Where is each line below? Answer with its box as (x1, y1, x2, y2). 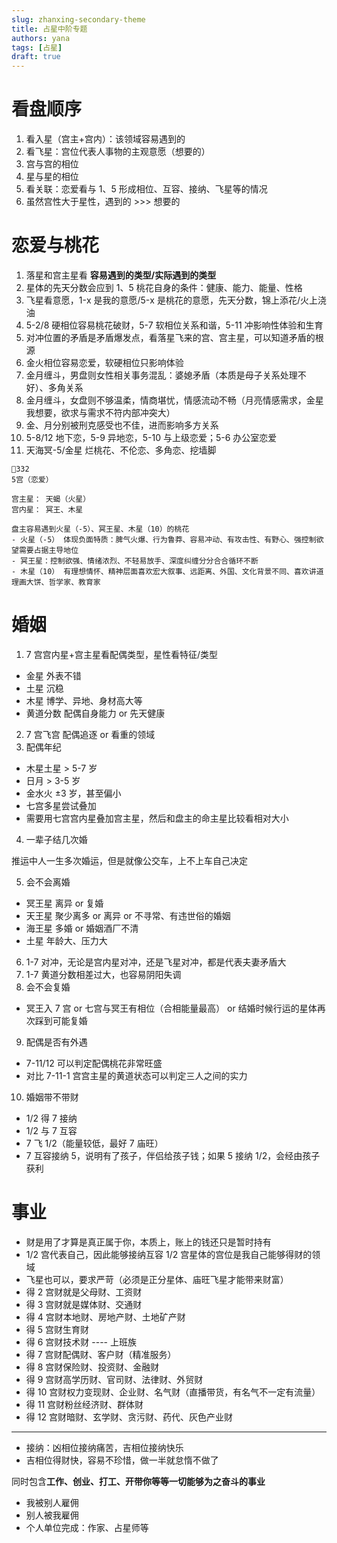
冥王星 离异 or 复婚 (25, 897, 104, 909)
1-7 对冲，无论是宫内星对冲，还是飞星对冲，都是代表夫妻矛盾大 (25, 956, 287, 968)
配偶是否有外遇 (25, 1036, 88, 1048)
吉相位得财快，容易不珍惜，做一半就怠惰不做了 (25, 1454, 219, 1466)
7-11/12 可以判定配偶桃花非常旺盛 (25, 1057, 163, 1069)
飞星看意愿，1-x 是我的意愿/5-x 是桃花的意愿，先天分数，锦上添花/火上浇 (25, 294, 327, 306)
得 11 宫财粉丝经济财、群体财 (25, 1398, 144, 1410)
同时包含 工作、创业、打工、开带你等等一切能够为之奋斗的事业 (11, 1475, 266, 1487)
